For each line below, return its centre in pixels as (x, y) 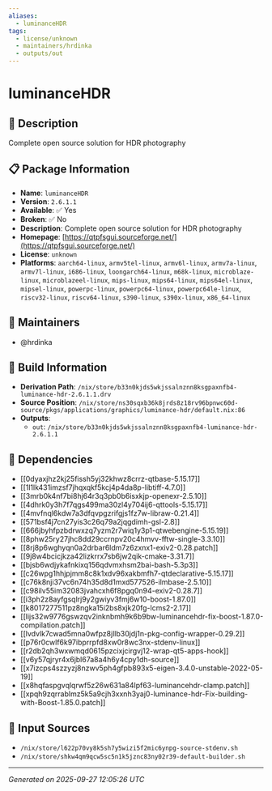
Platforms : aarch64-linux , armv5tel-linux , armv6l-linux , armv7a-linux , (138, 262)
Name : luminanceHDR (54, 193)
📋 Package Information (69, 170)
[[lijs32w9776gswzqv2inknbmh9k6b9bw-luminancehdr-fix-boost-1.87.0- (142, 617)
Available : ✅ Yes (48, 210)
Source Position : (48, 402)
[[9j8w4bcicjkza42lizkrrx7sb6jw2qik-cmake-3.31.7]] (107, 556)
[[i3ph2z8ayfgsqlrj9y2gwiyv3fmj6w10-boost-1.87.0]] (108, 599)
